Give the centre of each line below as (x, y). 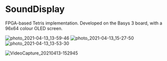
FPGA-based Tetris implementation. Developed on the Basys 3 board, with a (84, 23)
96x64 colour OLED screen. (34, 28)
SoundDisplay (35, 9)
